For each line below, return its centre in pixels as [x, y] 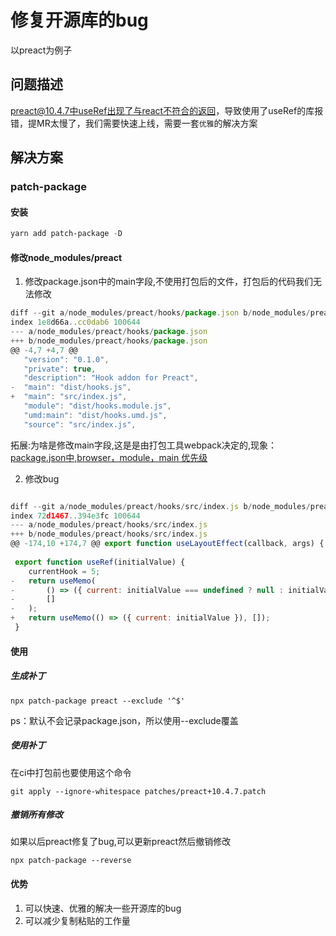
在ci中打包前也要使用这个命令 [71, 772]
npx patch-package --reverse [71, 861]
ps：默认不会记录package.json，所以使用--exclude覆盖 [124, 720]
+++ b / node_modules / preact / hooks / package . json [109, 341]
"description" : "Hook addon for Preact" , [111, 378]
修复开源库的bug [79, 20]
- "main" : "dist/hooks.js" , [71, 387]
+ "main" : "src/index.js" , [69, 397]
